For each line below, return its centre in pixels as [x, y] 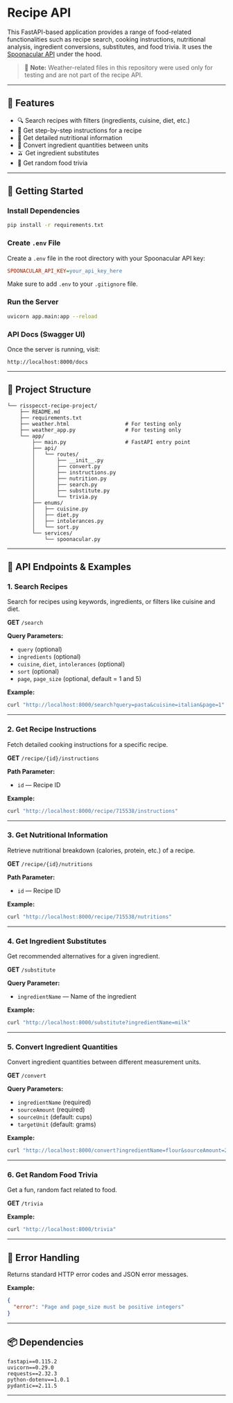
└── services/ [52, 533]
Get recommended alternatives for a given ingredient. [84, 956]
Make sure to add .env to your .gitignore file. [73, 284]
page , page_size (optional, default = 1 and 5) [79, 679]
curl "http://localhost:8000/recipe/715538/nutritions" [89, 917]
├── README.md [40, 412]
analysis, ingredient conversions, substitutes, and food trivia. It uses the [110, 46]
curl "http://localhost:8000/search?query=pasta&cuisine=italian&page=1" [116, 705]
